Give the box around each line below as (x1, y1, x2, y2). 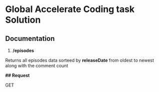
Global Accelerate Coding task (5, 4, 135, 15)
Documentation (5, 34, 55, 43)
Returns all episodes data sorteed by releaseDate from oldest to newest (5, 57, 154, 63)
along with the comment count (5, 63, 69, 68)
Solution (5, 14, 41, 26)
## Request (5, 72, 30, 78)
